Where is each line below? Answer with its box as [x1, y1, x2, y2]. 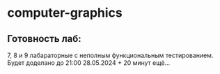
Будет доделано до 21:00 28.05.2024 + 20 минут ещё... [7, 59, 171, 67]
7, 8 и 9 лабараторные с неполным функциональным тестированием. [7, 51, 214, 59]
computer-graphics [7, 5, 123, 21]
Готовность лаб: [7, 33, 81, 45]
